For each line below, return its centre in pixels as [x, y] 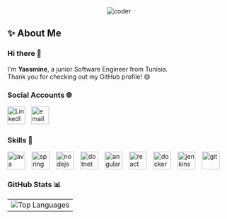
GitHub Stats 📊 [34, 185]
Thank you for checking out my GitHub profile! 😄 [79, 77]
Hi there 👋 [25, 54]
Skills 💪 [20, 140]
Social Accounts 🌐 [40, 95]
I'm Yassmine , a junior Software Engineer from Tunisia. [88, 69]
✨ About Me [34, 34]
